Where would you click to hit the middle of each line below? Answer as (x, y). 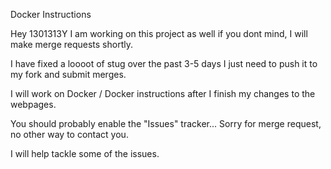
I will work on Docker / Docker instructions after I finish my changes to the (163, 93)
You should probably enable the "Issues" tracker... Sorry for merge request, (166, 123)
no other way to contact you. (69, 134)
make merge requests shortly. (71, 44)
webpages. (33, 104)
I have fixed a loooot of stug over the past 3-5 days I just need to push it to (164, 63)
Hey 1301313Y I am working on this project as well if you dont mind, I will (159, 33)
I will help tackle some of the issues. (85, 153)
